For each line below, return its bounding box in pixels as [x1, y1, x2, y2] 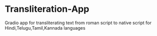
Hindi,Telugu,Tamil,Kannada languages [5, 25, 86, 31]
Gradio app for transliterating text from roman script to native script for [5, 20, 152, 26]
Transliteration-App [5, 3, 89, 15]
